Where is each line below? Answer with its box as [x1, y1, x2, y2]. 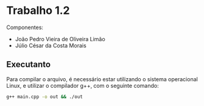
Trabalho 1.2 [6, 4, 70, 18]
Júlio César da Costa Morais [15, 42, 86, 49]
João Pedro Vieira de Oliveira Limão [15, 35, 105, 42]
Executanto [6, 59, 51, 70]
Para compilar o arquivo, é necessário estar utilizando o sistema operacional [6, 75, 198, 82]
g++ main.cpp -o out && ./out [6, 93, 83, 100]
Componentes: [6, 24, 44, 31]
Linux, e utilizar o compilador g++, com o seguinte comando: [6, 82, 160, 89]
